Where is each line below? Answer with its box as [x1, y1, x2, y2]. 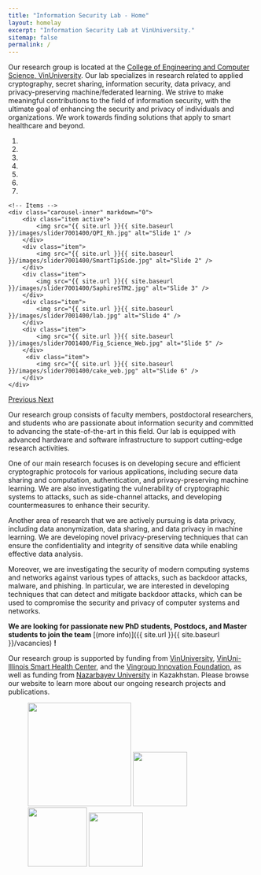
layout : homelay [8, 19, 61, 27]
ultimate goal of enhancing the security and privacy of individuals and [8, 104, 234, 114]
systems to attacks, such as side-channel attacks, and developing [8, 492, 222, 502]
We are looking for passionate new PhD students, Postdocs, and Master [8, 621, 248, 631]
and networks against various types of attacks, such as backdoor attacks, [8, 573, 248, 583]
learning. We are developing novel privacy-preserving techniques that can [8, 532, 248, 542]
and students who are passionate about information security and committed [8, 418, 254, 428]
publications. [8, 687, 50, 697]
